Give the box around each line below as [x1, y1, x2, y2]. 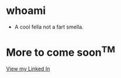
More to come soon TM [6, 44, 116, 59]
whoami [6, 4, 46, 17]
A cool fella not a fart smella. [14, 23, 84, 30]
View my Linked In [6, 65, 50, 72]
